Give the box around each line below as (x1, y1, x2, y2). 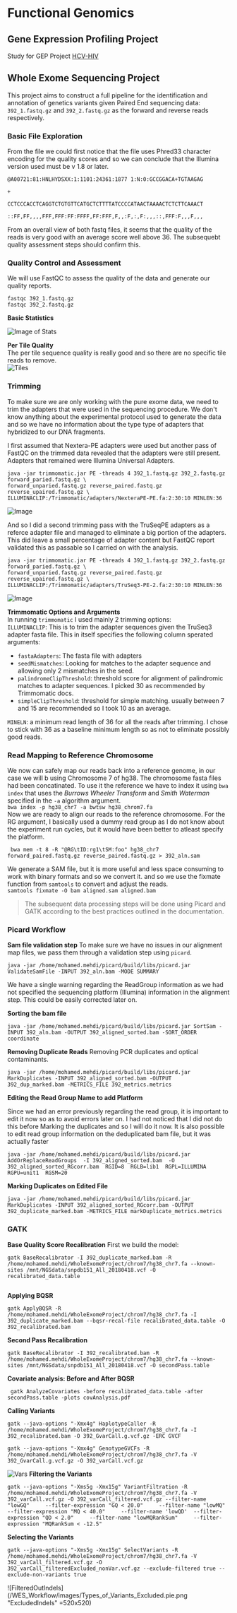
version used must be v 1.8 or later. (7, 163, 109, 171)
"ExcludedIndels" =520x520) (7, 1598, 92, 1607)
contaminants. (7, 1055, 49, 1064)
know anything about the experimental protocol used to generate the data (7, 412, 222, 421)
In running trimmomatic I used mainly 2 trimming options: (7, 615, 171, 623)
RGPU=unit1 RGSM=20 (7, 1169, 68, 1177)
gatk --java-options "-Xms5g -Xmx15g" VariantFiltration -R (7, 1483, 188, 1490)
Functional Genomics (7, 5, 135, 21)
